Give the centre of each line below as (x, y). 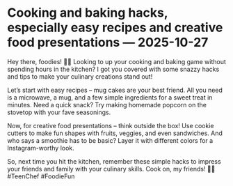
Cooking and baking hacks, (88, 13)
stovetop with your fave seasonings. (59, 112)
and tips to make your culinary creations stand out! (80, 76)
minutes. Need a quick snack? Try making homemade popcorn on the (107, 104)
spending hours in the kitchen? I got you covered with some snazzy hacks (113, 69)
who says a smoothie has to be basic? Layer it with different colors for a (110, 140)
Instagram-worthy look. (41, 148)
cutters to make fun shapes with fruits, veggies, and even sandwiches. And (115, 133)
